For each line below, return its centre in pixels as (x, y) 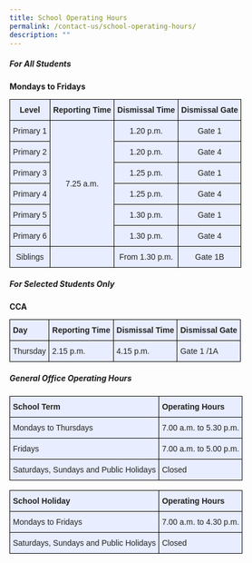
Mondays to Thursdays (53, 428)
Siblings (30, 257)
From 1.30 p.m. (146, 257)
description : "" (40, 35)
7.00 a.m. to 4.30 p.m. (201, 522)
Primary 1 (30, 131)
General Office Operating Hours (71, 378)
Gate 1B (209, 257)
